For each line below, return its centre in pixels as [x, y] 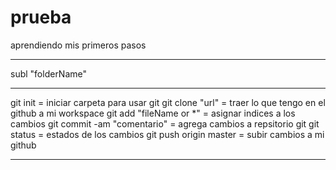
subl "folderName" [49, 73]
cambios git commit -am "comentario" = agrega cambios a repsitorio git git [165, 123]
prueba [41, 17]
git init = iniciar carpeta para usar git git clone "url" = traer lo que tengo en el [168, 102]
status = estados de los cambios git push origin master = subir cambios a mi [167, 134]
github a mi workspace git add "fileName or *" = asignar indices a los [153, 113]
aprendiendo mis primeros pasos [78, 45]
